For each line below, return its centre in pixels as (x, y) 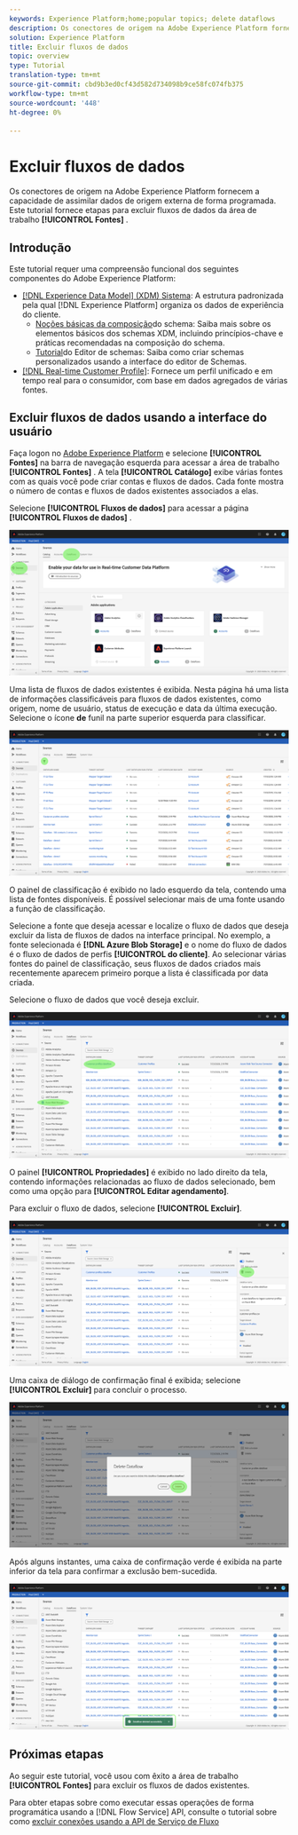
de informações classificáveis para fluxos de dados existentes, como (135, 699)
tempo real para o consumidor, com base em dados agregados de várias (155, 380)
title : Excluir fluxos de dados (69, 47)
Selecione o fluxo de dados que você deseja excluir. (104, 1000)
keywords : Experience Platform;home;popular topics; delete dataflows (142, 19)
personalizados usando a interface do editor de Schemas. (141, 361)
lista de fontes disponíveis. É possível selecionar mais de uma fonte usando (147, 899)
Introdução (40, 247)
